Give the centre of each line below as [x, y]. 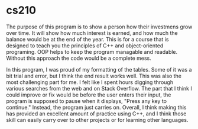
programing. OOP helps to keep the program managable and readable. [92, 51]
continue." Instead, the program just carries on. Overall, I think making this [96, 107]
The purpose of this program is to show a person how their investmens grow [99, 27]
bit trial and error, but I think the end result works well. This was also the [94, 76]
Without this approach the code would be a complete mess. [79, 58]
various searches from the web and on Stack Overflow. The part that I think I [99, 88]
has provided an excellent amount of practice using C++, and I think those [96, 114]
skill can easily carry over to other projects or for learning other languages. [97, 120]
